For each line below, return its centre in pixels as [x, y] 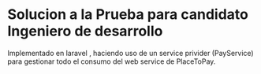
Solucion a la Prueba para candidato [128, 15]
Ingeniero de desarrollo [85, 31]
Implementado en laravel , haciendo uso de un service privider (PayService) [130, 53]
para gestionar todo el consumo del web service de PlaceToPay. [112, 61]
